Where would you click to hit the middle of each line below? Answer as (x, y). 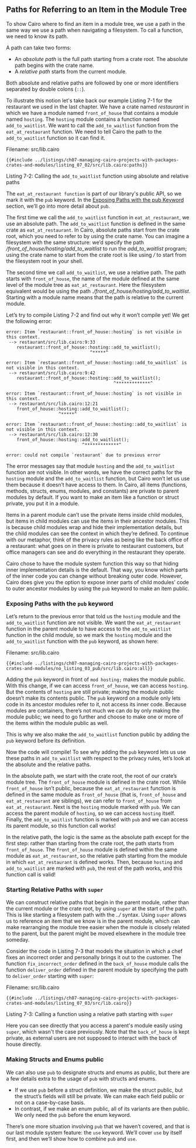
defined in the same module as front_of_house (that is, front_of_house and (96, 795)
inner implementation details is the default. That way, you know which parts (97, 570)
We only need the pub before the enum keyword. (73, 1115)
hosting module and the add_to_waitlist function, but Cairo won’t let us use (98, 478)
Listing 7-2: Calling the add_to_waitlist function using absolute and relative (97, 176)
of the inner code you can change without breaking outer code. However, (94, 576)
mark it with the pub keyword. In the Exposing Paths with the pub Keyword (95, 199)
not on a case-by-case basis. (50, 1102)
